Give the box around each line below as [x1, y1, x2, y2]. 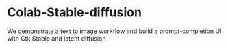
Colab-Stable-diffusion [7, 5, 142, 20]
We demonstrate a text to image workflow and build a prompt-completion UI [7, 27, 222, 35]
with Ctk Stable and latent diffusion [7, 34, 106, 42]
